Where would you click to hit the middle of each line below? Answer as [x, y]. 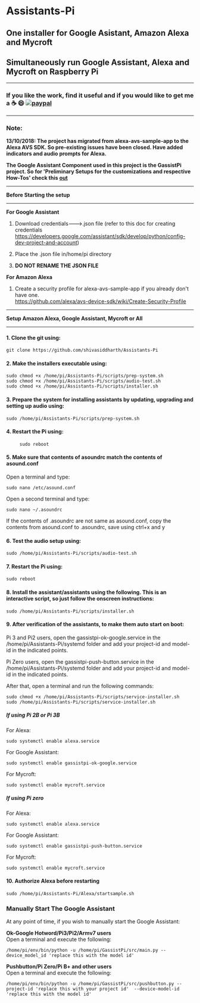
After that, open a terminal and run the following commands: [80, 686]
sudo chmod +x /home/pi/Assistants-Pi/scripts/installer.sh [82, 386]
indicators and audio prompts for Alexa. [57, 154]
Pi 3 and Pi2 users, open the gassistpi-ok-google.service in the [83, 638]
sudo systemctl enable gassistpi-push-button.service [74, 846]
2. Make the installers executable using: [57, 363]
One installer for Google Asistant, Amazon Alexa [98, 33]
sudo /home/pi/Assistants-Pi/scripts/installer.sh [70, 611]
